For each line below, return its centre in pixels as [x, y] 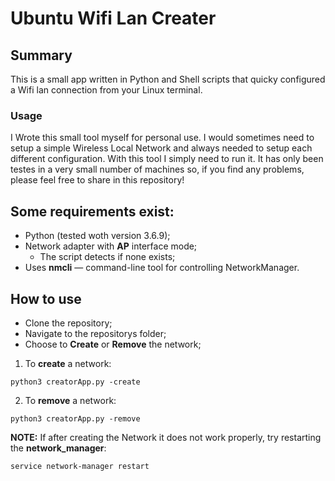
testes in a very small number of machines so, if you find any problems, [157, 169]
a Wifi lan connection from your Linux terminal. [106, 90]
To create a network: [68, 363]
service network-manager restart [80, 466]
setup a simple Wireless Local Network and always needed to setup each [161, 148]
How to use [46, 298]
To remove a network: [70, 400]
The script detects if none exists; [107, 257]
